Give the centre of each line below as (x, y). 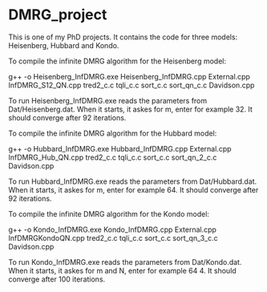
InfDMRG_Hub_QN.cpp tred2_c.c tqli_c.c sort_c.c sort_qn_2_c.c (113, 157)
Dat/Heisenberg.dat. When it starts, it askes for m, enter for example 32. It (130, 109)
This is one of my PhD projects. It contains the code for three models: (123, 37)
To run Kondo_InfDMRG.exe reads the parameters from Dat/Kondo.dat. (125, 262)
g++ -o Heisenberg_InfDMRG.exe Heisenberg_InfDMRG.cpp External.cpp (129, 76)
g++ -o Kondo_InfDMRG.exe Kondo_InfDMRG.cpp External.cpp (112, 229)
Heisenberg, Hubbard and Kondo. (64, 45)
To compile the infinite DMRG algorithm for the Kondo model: (109, 213)
